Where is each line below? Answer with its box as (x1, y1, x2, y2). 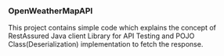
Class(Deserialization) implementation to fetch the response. (8, 40, 204, 49)
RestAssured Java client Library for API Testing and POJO (8, 31, 195, 40)
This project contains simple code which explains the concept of (8, 23, 217, 33)
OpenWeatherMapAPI (8, 5, 93, 16)
